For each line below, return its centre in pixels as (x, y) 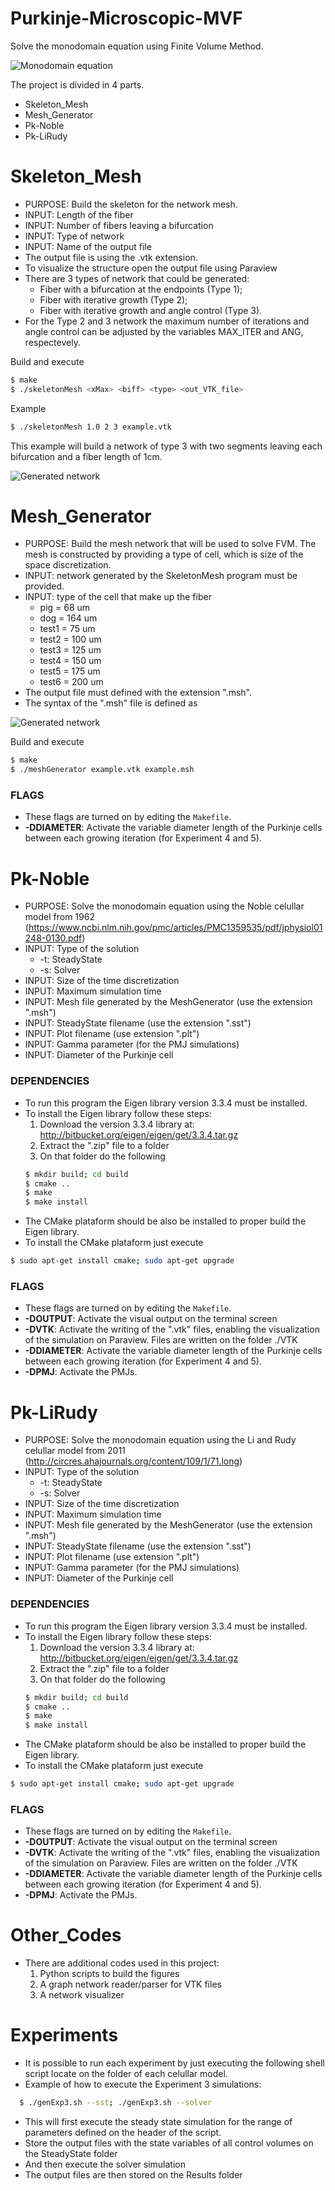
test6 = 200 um (71, 682)
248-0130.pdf (53, 938)
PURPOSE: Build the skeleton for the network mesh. (131, 204)
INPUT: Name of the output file (88, 246)
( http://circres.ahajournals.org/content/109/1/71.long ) (133, 1461)
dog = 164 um (68, 618)
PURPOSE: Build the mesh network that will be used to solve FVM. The (170, 544)
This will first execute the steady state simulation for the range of (158, 2122)
